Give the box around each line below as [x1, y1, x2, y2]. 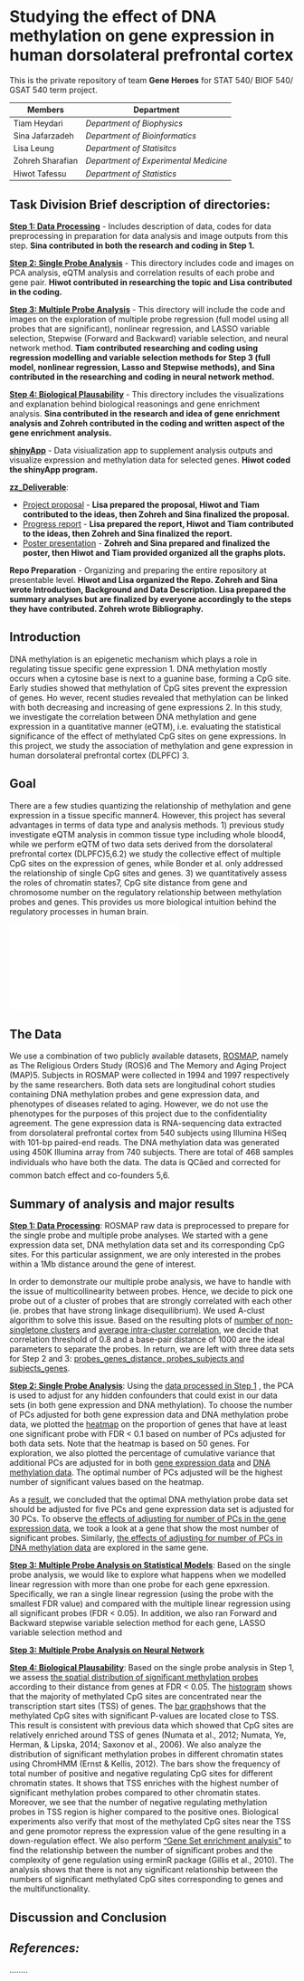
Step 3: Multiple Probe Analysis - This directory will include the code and [9, 304, 286, 314]
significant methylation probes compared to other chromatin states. [9, 1787, 261, 1798]
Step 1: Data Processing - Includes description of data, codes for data [9, 221, 271, 232]
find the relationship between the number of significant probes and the [9, 1845, 273, 1856]
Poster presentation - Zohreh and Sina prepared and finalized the [22, 538, 271, 549]
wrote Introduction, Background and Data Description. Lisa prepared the [9, 584, 287, 595]
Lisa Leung [13, 143, 54, 154]
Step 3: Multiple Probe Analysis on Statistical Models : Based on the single [9, 1560, 291, 1571]
